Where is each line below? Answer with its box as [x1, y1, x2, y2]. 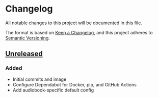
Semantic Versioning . [5, 35, 50, 41]
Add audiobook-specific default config [12, 87, 94, 93]
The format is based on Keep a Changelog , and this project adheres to [5, 29, 153, 35]
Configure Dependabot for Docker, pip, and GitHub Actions [12, 81, 137, 87]
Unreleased [5, 50, 43, 58]
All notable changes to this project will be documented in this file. [5, 20, 143, 26]
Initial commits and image [12, 76, 67, 82]
